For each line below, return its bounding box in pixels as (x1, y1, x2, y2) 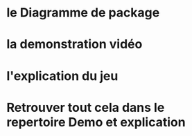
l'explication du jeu (6, 68, 119, 84)
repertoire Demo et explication (6, 114, 186, 130)
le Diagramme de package (6, 5, 160, 21)
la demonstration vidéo (6, 37, 143, 52)
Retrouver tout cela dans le (6, 99, 165, 115)
